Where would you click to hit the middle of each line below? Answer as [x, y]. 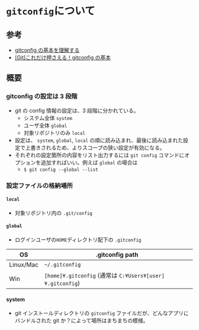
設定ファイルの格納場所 [39, 185]
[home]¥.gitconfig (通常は [81, 275]
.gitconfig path [117, 255]
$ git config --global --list [61, 169]
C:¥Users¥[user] [142, 276]
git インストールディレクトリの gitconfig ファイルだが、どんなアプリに [102, 313]
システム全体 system [48, 118]
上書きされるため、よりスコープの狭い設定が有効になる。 [95, 147]
